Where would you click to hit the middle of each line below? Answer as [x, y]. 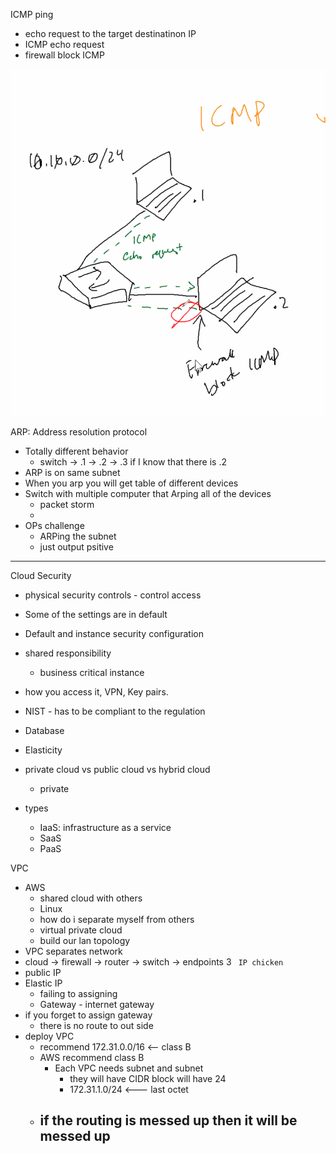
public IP [43, 972]
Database [44, 730]
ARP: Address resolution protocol [79, 431]
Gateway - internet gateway [97, 1004]
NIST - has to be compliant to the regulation [115, 711]
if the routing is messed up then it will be [168, 1120]
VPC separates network [73, 951]
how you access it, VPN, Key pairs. [96, 691]
